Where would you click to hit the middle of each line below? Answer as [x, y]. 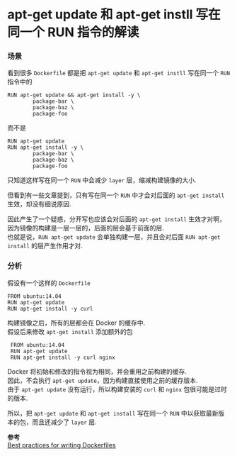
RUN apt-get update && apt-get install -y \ [74, 95]
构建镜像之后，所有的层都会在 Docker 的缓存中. [76, 323]
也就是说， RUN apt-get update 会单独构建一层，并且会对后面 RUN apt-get [114, 237]
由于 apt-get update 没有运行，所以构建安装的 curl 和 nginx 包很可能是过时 [117, 389]
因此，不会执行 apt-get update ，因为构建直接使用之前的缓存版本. [103, 380]
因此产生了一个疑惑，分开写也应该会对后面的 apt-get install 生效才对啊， [117, 219]
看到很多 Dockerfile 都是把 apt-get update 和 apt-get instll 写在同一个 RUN [119, 73]
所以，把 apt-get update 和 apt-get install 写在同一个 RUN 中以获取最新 [113, 413]
